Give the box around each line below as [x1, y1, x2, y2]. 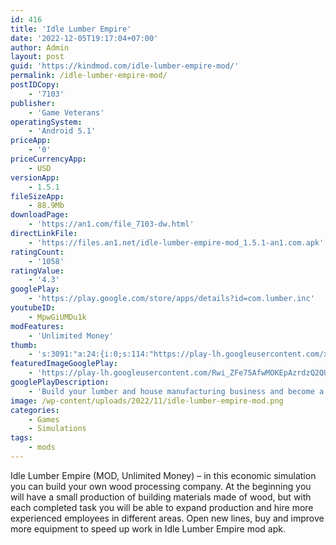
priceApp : [10, 136, 52, 146]
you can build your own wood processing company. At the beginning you [10, 480, 312, 492]
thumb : [10, 340, 38, 350]
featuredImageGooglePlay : [10, 359, 118, 369]
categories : [10, 405, 60, 415]
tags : [10, 433, 33, 443]
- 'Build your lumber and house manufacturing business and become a [28, 386, 325, 396]
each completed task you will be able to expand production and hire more [10, 501, 314, 513]
